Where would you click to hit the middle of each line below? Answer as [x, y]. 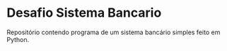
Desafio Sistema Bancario [84, 13]
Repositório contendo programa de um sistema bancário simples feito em [113, 32]
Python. [18, 39]
